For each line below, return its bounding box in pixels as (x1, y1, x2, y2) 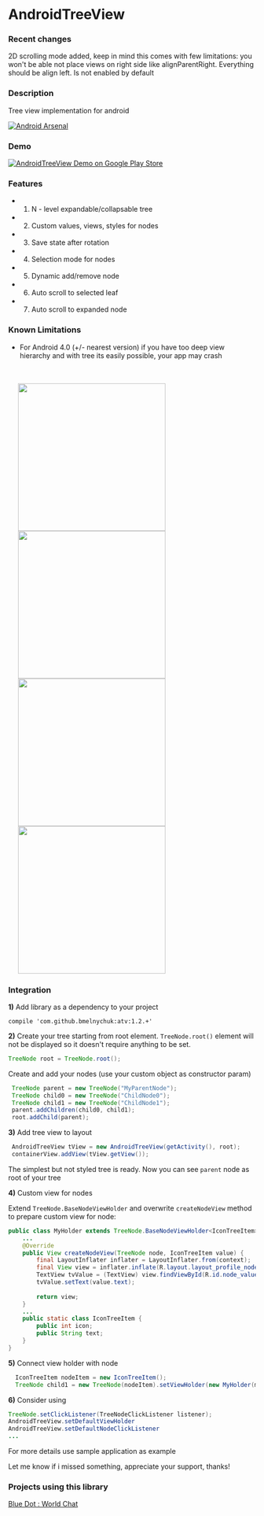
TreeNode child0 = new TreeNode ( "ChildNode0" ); (11, 1092, 170, 1100)
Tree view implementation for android (8, 105, 130, 115)
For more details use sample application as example (8, 1447, 177, 1456)
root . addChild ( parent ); (11, 1114, 90, 1122)
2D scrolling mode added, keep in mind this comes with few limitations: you (8, 51, 253, 61)
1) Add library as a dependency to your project (8, 1002, 159, 1011)
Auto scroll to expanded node (31, 305, 127, 314)
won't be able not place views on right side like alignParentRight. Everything (8, 60, 254, 69)
